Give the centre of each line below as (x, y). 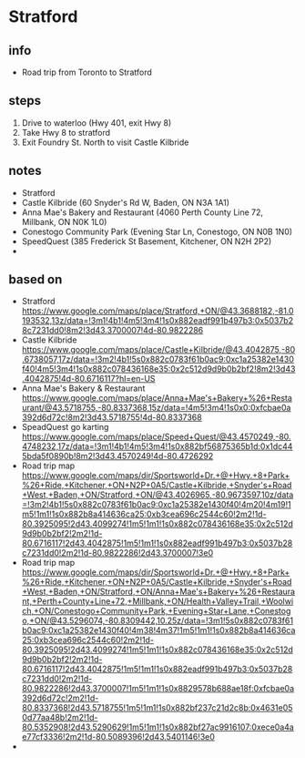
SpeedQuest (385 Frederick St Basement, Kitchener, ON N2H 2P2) (147, 241)
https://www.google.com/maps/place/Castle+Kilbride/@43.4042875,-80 (158, 350)
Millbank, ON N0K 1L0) (64, 221)
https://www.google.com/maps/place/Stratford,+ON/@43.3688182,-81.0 (158, 311)
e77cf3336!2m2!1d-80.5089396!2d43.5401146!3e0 (118, 737)
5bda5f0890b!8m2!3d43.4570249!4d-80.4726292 (117, 456)
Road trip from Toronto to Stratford (86, 72)
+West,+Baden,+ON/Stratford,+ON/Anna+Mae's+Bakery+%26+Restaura (158, 592)
